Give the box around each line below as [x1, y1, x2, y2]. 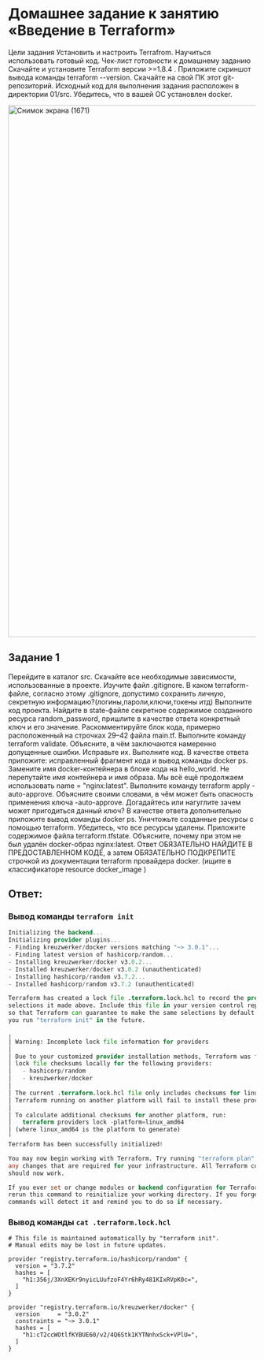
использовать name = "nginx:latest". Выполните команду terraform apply [8, 781, 251, 790]
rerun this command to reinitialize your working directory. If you [8, 1191, 237, 1198]
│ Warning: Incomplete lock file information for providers [8, 1038, 210, 1046]
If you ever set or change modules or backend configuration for [8, 1183, 226, 1191]
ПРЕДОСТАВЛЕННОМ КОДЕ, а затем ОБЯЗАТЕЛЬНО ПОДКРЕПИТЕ [8, 848, 236, 857]
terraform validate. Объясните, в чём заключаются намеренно [8, 738, 217, 749]
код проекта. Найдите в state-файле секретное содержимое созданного [8, 705, 253, 715]
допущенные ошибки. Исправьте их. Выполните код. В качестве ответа [8, 747, 249, 756]
